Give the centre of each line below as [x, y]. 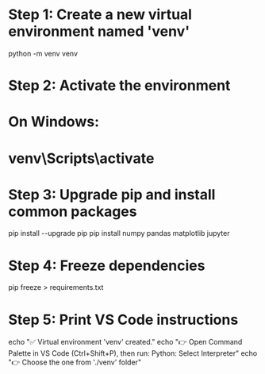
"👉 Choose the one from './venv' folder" [75, 362]
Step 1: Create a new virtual [100, 15]
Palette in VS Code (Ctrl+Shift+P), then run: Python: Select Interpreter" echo [133, 353]
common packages [73, 211]
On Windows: [54, 122]
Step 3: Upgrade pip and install [112, 194]
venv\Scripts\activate [81, 158]
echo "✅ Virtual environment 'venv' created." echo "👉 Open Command [125, 342]
